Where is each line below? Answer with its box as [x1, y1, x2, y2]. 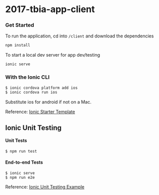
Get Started [5, 22, 34, 29]
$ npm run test [5, 149, 37, 154]
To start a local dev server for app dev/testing [5, 52, 100, 58]
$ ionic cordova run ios [5, 90, 58, 95]
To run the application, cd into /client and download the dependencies [5, 33, 154, 39]
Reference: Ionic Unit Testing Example [5, 184, 85, 190]
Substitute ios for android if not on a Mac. [5, 99, 92, 105]
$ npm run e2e [5, 175, 35, 180]
